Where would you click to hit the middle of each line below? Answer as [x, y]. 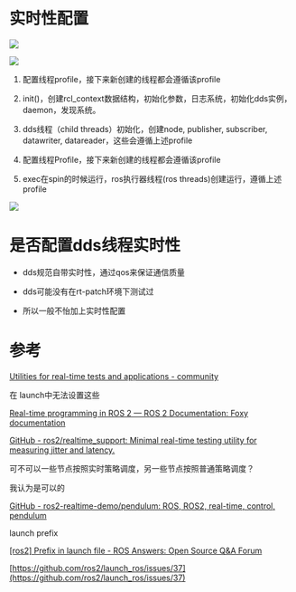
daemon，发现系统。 [61, 110]
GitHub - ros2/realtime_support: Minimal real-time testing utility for [133, 440]
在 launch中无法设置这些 [55, 395]
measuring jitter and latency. [62, 450]
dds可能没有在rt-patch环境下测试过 [88, 291]
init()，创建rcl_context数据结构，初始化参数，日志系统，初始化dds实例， [157, 98]
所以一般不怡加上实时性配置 [74, 310]
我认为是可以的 [37, 487]
